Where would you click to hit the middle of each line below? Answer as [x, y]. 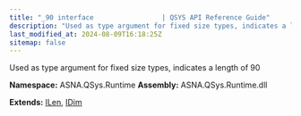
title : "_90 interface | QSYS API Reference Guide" [140, 17]
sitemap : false [38, 42]
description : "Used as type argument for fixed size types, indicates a [148, 26]
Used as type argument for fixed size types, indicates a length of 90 [135, 68]
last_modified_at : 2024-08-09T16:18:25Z [86, 34]
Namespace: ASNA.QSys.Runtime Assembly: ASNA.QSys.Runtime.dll [138, 85]
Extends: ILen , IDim [46, 103]
